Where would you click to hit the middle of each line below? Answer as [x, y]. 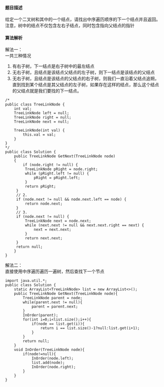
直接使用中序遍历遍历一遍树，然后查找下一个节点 [55, 272]
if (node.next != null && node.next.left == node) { [71, 200]
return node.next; [44, 204]
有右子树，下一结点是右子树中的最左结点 [53, 66]
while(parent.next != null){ [53, 302]
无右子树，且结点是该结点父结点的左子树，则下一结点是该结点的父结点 [83, 72]
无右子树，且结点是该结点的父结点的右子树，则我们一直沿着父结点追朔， [85, 78]
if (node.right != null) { [50, 165]
